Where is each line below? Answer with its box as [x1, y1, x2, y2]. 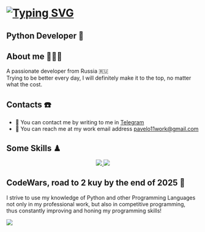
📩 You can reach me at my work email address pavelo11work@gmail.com [15, 125, 199, 133]
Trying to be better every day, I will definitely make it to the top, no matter [6, 74, 192, 82]
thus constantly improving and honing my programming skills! [6, 207, 162, 214]
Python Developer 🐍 [6, 31, 84, 41]
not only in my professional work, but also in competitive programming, [6, 200, 185, 208]
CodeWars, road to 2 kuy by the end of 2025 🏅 [6, 178, 185, 188]
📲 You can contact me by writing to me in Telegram [15, 119, 144, 126]
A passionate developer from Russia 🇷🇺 [6, 67, 109, 75]
